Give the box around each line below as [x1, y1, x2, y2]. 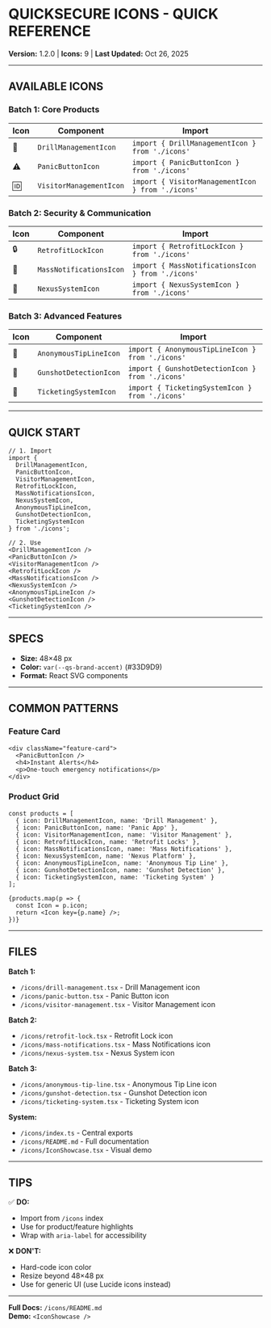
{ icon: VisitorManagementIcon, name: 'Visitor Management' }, [15, 830, 232, 839]
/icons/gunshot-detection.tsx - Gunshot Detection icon [19, 1088, 207, 1098]
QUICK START [8, 425, 81, 439]
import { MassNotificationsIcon [131, 260, 256, 270]
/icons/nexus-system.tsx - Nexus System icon [19, 1048, 175, 1057]
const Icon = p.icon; [15, 901, 89, 909]
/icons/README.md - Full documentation [19, 1136, 149, 1146]
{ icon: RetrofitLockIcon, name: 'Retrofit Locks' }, [15, 837, 200, 845]
